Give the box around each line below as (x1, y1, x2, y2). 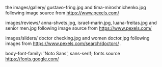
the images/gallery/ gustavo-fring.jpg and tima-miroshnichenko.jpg (5, 5, 146, 10)
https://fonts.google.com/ (5, 56, 60, 62)
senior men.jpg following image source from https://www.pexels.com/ (5, 25, 152, 31)
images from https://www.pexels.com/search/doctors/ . (5, 40, 122, 47)
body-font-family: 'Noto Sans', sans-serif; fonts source (5, 51, 121, 56)
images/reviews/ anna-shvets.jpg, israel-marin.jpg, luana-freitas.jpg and (5, 20, 157, 26)
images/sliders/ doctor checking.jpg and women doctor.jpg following (5, 35, 150, 41)
